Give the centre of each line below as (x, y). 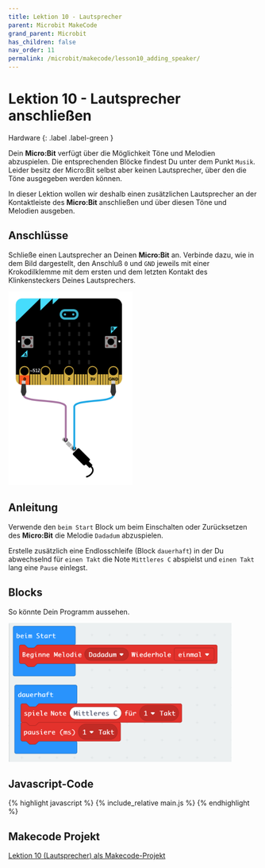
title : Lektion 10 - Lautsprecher (65, 17)
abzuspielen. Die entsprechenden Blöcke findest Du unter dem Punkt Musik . (132, 161)
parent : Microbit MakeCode (53, 25)
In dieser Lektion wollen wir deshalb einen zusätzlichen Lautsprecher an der (132, 194)
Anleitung (33, 508)
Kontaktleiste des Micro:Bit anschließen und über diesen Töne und (118, 202)
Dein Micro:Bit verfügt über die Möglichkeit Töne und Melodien (112, 153)
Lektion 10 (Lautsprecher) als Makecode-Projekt (87, 856)
